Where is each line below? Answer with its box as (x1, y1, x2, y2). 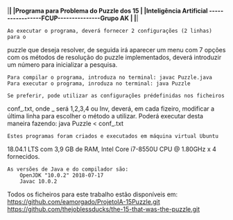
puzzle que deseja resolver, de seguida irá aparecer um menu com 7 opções (7, 46, 226, 54)
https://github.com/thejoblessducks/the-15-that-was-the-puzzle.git (7, 205, 200, 213)
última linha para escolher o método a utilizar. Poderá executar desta (7, 112, 203, 120)
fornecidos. (7, 152, 40, 160)
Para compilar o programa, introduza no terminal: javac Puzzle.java (7, 74, 213, 81)
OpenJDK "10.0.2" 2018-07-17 (19, 172, 104, 179)
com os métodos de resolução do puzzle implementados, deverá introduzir (7, 53, 222, 61)
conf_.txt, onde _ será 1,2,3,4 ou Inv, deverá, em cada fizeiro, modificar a (7, 104, 215, 113)
